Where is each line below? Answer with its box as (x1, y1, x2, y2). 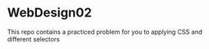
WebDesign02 (7, 5, 92, 21)
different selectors (7, 35, 61, 43)
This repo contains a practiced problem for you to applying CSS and (7, 28, 203, 36)
